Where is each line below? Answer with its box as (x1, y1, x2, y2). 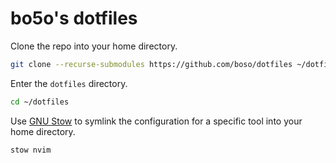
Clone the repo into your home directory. (10, 40, 178, 52)
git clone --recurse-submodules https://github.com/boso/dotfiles (10, 59, 293, 69)
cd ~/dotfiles (10, 97, 70, 107)
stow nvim (10, 145, 52, 155)
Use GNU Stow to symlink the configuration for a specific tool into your (10, 115, 303, 127)
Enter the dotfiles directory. (10, 77, 128, 89)
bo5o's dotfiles (10, 7, 138, 30)
